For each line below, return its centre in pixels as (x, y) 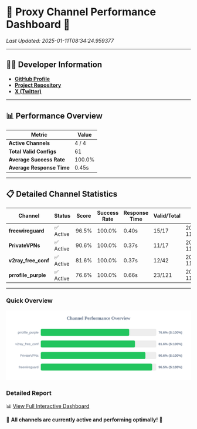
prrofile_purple (27, 275)
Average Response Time (39, 168)
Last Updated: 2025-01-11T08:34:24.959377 (60, 40)
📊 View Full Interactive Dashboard (48, 406)
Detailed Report (29, 393)
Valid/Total (167, 216)
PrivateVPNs (24, 245)
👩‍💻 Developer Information (54, 65)
